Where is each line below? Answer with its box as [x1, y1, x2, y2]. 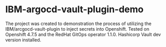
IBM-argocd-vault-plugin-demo [5, 4, 144, 15]
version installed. [5, 37, 42, 43]
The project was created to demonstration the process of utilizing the [5, 20, 152, 27]
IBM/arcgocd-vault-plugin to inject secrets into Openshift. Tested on [5, 26, 150, 32]
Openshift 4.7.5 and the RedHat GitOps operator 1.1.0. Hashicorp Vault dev [5, 31, 161, 37]
